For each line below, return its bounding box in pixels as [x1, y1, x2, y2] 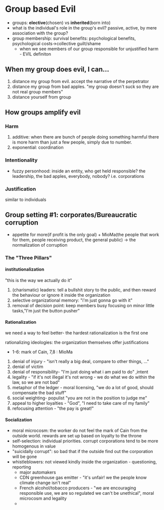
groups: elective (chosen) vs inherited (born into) [12, 20, 111, 26]
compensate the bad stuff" [12, 390, 67, 396]
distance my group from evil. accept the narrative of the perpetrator [12, 78, 149, 84]
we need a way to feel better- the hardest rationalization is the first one [5, 330, 148, 336]
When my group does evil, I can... [5, 65, 109, 74]
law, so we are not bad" [12, 379, 60, 385]
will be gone [12, 453, 37, 460]
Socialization [5, 417, 32, 423]
